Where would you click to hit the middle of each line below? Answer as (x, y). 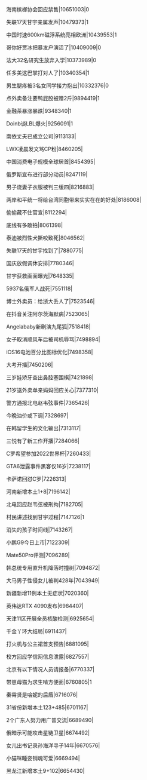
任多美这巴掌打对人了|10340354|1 (48, 73)
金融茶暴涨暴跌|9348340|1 (39, 111)
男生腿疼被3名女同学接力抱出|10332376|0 (58, 85)
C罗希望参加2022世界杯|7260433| (49, 454)
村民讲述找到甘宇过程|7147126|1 (45, 517)
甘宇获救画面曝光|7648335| (40, 276)
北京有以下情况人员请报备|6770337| (50, 669)
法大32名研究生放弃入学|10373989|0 (51, 60)
